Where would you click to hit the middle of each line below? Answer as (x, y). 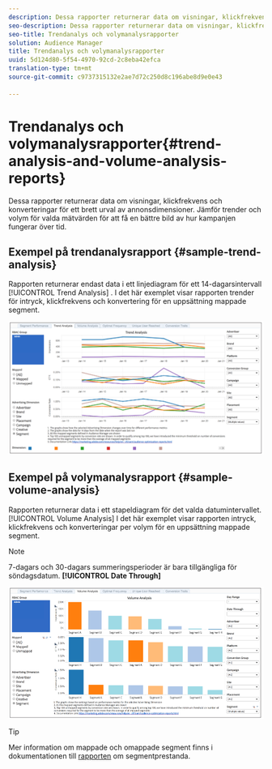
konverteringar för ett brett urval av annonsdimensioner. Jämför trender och (135, 209)
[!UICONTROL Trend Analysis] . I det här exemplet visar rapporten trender (132, 293)
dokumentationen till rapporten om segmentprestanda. (100, 756)
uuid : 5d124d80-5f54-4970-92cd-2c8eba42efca (85, 60)
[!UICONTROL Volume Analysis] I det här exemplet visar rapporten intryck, (132, 518)
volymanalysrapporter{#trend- (115, 144)
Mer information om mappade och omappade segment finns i (110, 747)
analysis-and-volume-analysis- (118, 161)
